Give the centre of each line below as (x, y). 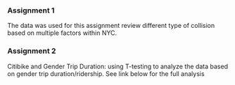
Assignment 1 (31, 10)
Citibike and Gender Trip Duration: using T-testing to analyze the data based (118, 66)
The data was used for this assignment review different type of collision (111, 26)
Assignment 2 (32, 51)
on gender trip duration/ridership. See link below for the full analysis (106, 74)
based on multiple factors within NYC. (62, 33)
